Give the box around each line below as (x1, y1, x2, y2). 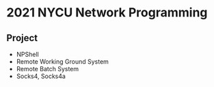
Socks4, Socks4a (16, 72, 66, 80)
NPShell (16, 50, 39, 58)
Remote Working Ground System (16, 58, 109, 66)
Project (6, 32, 38, 44)
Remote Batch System (16, 65, 79, 73)
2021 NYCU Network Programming (6, 5, 208, 21)
